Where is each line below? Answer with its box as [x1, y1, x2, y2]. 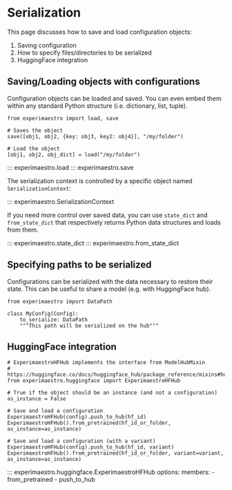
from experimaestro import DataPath [7, 298, 113, 305]
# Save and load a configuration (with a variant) [7, 437, 156, 445]
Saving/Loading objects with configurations [7, 76, 200, 88]
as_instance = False [7, 395, 67, 402]
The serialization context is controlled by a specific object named [7, 176, 193, 185]
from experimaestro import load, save [7, 115, 119, 122]
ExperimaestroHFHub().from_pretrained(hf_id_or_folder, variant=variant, [7, 450, 224, 457]
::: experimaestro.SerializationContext [7, 197, 115, 205]
